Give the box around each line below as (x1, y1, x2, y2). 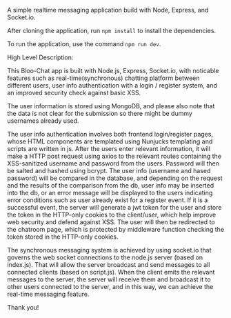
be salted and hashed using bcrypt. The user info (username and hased (7, 167, 211, 175)
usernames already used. (7, 117, 79, 125)
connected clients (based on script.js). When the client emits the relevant (7, 268, 215, 276)
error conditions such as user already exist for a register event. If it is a (7, 196, 208, 204)
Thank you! (7, 304, 39, 311)
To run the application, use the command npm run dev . (7, 40, 161, 48)
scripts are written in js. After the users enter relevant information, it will (7, 145, 210, 152)
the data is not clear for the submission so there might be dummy (7, 110, 193, 117)
